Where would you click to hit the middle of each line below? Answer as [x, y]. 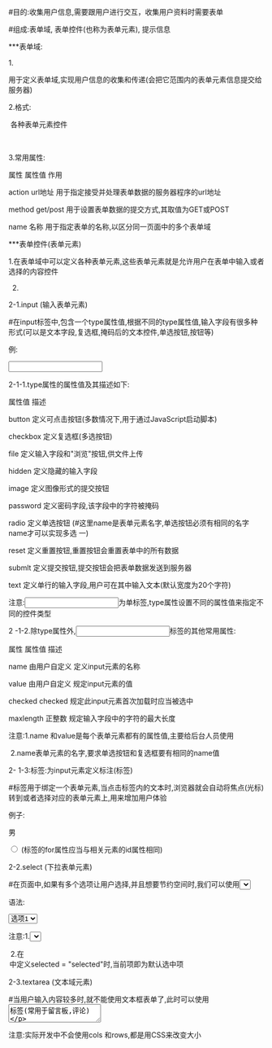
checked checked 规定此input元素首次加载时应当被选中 [101, 701]
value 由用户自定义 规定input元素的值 [71, 684]
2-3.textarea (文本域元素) [51, 982]
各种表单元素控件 [39, 124]
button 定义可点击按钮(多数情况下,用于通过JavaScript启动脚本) [113, 419]
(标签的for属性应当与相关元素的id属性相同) [92, 850]
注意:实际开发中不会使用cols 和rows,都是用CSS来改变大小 [105, 1035]
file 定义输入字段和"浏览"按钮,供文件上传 [76, 454]
